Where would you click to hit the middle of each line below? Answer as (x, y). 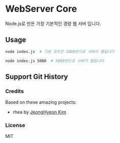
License (15, 125)
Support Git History (37, 77)
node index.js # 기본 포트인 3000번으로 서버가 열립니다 (60, 51)
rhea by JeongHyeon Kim (39, 112)
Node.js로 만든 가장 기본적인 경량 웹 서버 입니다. (53, 23)
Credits (14, 91)
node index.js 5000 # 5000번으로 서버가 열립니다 (55, 61)
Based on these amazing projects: (41, 102)
